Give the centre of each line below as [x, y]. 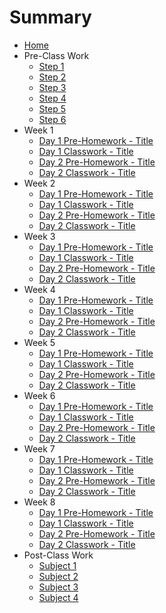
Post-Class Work [58, 555]
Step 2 [52, 77]
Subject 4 [58, 597]
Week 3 [39, 236]
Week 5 [39, 342]
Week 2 [39, 183]
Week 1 [38, 130]
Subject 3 [58, 587]
